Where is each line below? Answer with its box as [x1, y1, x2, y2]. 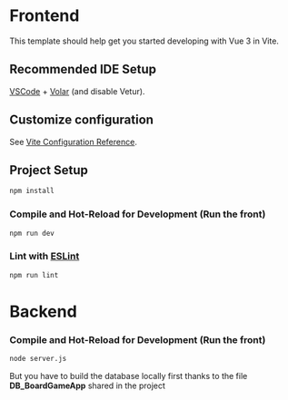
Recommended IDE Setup [9, 62, 157, 77]
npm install [9, 187, 55, 196]
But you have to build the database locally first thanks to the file [9, 370, 248, 381]
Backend [9, 301, 77, 322]
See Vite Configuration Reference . [9, 136, 138, 147]
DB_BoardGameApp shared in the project [9, 380, 166, 391]
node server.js [9, 355, 67, 364]
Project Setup [9, 162, 89, 178]
